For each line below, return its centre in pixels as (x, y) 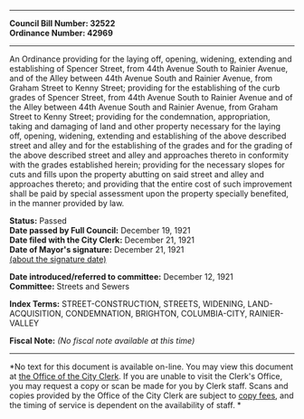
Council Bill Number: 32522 (62, 23)
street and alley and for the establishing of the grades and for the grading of (151, 145)
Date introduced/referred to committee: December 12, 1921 (121, 276)
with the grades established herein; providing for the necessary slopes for (147, 165)
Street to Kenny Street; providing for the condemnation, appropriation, (140, 117)
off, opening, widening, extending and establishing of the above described (148, 136)
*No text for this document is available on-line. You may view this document (152, 367)
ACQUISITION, (37, 314)
